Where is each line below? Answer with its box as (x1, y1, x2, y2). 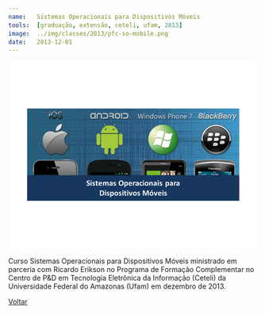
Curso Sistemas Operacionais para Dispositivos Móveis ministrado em (8, 256, 238, 266)
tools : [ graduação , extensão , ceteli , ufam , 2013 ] (8, 21, 182, 29)
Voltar (8, 297, 28, 307)
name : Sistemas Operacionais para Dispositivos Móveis (8, 13, 201, 21)
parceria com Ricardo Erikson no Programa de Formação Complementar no (8, 265, 255, 274)
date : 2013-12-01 (8, 38, 73, 46)
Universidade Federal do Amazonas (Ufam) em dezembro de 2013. (8, 281, 226, 291)
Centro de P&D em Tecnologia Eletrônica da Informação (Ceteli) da (8, 274, 226, 283)
